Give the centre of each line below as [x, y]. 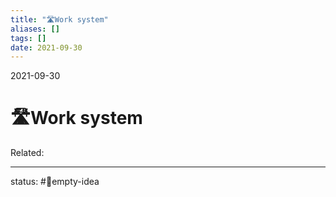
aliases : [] [35, 29]
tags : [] [28, 38]
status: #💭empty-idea [55, 182]
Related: [27, 153]
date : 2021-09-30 [46, 47]
